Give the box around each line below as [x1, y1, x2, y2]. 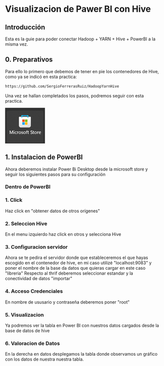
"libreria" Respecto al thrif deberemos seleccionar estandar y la [5, 270, 133, 276]
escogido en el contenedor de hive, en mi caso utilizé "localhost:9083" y [5, 260, 152, 266]
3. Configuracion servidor [5, 243, 68, 250]
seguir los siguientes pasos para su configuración [5, 171, 106, 177]
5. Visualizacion [5, 311, 44, 318]
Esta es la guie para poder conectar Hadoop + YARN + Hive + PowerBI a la [5, 36, 156, 42]
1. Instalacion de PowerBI [5, 153, 83, 162]
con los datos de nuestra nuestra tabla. [5, 356, 84, 362]
